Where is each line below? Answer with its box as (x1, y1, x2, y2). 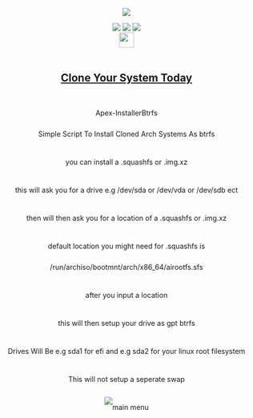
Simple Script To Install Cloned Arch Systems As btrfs (38, 129, 215, 139)
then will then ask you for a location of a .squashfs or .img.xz (26, 213, 227, 223)
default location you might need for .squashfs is (47, 241, 206, 251)
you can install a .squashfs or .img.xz (65, 157, 188, 167)
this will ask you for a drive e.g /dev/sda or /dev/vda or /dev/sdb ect (14, 185, 239, 195)
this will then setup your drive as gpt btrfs (58, 318, 195, 328)
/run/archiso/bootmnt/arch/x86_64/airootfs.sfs (50, 262, 203, 271)
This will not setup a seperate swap (67, 374, 186, 384)
